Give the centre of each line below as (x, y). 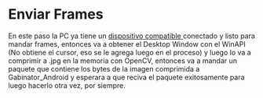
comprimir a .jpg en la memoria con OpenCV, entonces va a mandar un (123, 61)
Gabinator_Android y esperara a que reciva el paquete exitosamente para (126, 77)
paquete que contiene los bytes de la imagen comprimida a (104, 68)
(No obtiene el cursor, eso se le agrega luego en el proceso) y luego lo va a (130, 52)
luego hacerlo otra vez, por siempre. (67, 85)
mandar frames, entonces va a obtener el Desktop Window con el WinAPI (127, 44)
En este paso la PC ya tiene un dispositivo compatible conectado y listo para (131, 36)
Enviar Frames (56, 14)
